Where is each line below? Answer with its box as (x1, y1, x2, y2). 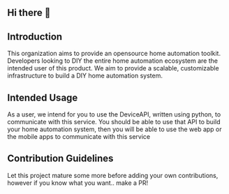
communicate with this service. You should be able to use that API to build (7, 118, 221, 126)
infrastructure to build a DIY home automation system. (7, 71, 163, 80)
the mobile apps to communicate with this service (7, 133, 151, 141)
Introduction (7, 31, 63, 43)
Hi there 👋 (7, 7, 51, 19)
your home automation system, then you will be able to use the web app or (7, 125, 222, 133)
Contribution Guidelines (7, 153, 114, 165)
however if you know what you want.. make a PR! (7, 179, 149, 187)
